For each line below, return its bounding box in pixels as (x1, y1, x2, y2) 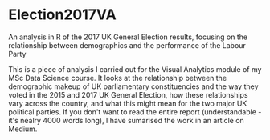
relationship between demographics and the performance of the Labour (8, 40, 247, 50)
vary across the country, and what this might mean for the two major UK (8, 98, 247, 108)
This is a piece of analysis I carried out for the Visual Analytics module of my (8, 64, 262, 74)
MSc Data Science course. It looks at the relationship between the (8, 73, 227, 82)
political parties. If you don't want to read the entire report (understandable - (8, 106, 262, 117)
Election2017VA (8, 6, 117, 24)
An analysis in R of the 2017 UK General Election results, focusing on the (8, 32, 247, 42)
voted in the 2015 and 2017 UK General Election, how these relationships (8, 90, 248, 99)
